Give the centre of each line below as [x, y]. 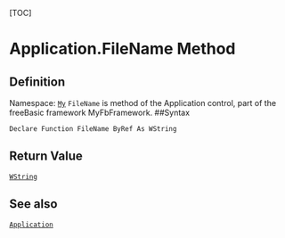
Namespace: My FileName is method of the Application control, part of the [143, 103]
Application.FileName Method [122, 49]
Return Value [46, 156]
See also [33, 204]
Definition [37, 82]
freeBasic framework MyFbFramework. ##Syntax [99, 112]
